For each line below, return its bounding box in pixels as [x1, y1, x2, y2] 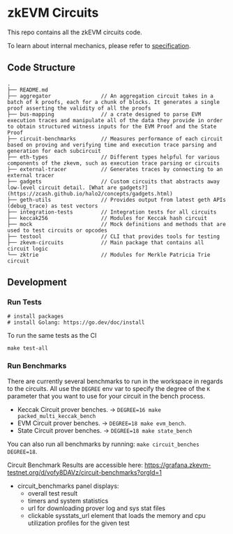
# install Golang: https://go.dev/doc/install [7, 319, 145, 326]
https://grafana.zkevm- [144, 461, 211, 469]
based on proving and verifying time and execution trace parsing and [7, 141, 217, 148]
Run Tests [7, 297, 42, 307]
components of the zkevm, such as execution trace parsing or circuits [7, 159, 220, 167]
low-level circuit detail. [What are [7, 184, 117, 191]
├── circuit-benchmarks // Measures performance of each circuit [7, 135, 223, 142]
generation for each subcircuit [7, 147, 101, 154]
